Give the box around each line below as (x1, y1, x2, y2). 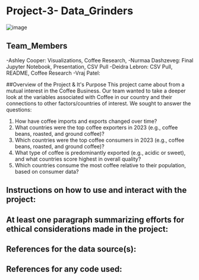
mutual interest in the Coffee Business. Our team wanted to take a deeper (6, 87, 186, 94)
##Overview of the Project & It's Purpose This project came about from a (6, 81, 185, 88)
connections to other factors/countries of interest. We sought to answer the (6, 100, 191, 107)
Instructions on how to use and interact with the (6, 185, 187, 195)
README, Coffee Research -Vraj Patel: (6, 69, 100, 77)
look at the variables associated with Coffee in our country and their (6, 93, 172, 100)
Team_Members (6, 41, 68, 51)
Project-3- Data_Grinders (6, 4, 134, 18)
